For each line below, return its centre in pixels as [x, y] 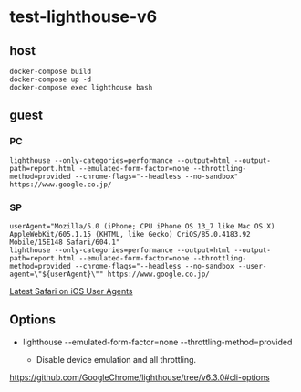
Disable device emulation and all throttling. [116, 359]
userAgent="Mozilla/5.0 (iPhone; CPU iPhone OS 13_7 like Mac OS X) [142, 226]
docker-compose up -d [51, 79]
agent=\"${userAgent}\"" [57, 274]
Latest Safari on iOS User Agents [72, 291]
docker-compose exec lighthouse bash [81, 88]
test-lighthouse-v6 [83, 17]
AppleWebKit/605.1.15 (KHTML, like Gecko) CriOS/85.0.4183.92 [130, 234]
